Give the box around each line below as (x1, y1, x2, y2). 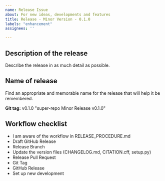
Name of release (5, 77, 57, 85)
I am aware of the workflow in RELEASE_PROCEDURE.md (12, 133, 131, 139)
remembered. (5, 95, 33, 101)
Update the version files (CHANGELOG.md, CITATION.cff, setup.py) (12, 149, 151, 155)
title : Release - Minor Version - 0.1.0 (5, 17, 91, 22)
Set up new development (12, 170, 64, 176)
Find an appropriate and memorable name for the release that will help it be (5, 90, 160, 96)
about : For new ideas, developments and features (5, 12, 111, 17)
